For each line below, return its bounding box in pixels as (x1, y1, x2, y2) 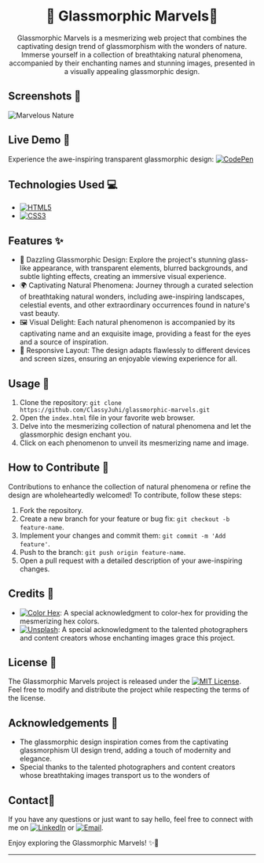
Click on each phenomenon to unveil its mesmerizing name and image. (19, 438, 249, 448)
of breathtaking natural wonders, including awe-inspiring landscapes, (19, 292, 245, 302)
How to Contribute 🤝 (8, 461, 110, 474)
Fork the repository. (19, 505, 84, 515)
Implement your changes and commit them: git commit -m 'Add (19, 530, 226, 540)
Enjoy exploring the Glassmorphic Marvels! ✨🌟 (8, 839, 159, 848)
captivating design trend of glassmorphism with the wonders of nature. (16, 41, 247, 50)
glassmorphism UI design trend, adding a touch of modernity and (19, 746, 232, 755)
